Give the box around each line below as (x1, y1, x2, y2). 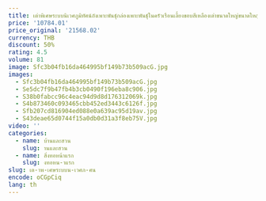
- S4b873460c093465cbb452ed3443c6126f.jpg (15, 100, 158, 108)
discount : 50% (8, 41, 55, 49)
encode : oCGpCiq (8, 173, 62, 182)
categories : (8, 129, 47, 137)
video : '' (8, 122, 41, 130)
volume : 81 (8, 56, 44, 64)
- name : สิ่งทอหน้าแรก (15, 151, 74, 159)
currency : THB (8, 33, 55, 42)
